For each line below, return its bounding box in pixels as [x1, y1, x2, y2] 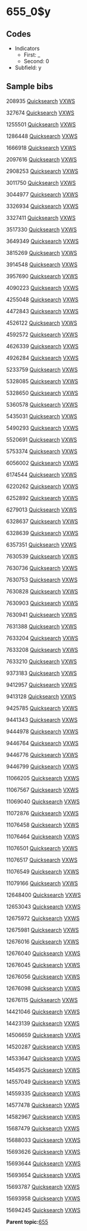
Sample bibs [6, 81, 54, 92]
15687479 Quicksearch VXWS [6, 1124, 80, 1132]
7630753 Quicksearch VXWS [6, 576, 78, 583]
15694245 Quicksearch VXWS [6, 1206, 80, 1214]
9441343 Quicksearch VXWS [6, 716, 78, 723]
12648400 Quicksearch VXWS [6, 891, 82, 898]
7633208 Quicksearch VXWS [6, 646, 79, 653]
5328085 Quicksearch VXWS [6, 377, 79, 384]
